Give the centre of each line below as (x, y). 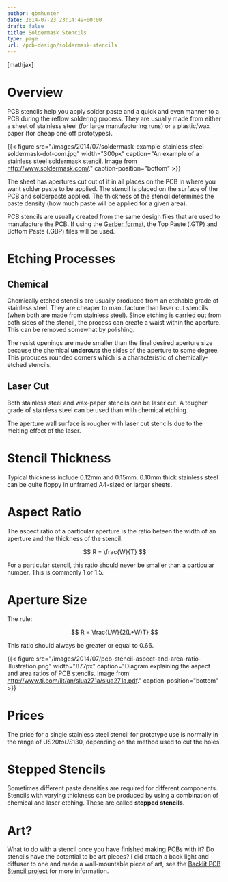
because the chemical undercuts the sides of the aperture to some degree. (113, 350)
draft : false (26, 26)
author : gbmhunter (33, 13)
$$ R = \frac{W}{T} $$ (115, 551)
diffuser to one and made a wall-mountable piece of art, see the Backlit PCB (114, 864)
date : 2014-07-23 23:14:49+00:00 (55, 20)
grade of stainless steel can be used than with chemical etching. (98, 410)
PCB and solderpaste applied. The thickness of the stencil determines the (111, 196)
